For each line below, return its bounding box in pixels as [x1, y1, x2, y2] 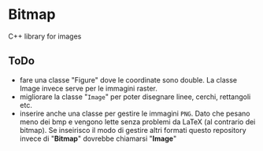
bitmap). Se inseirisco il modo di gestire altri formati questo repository [19, 125, 246, 134]
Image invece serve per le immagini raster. [19, 83, 157, 93]
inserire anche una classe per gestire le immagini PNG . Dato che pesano [19, 109, 250, 118]
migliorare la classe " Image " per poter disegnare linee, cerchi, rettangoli [19, 92, 251, 101]
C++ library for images [8, 31, 82, 41]
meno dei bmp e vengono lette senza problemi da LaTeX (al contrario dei [19, 116, 256, 127]
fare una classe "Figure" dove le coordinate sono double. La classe [19, 75, 238, 84]
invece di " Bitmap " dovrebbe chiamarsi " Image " [19, 134, 177, 143]
